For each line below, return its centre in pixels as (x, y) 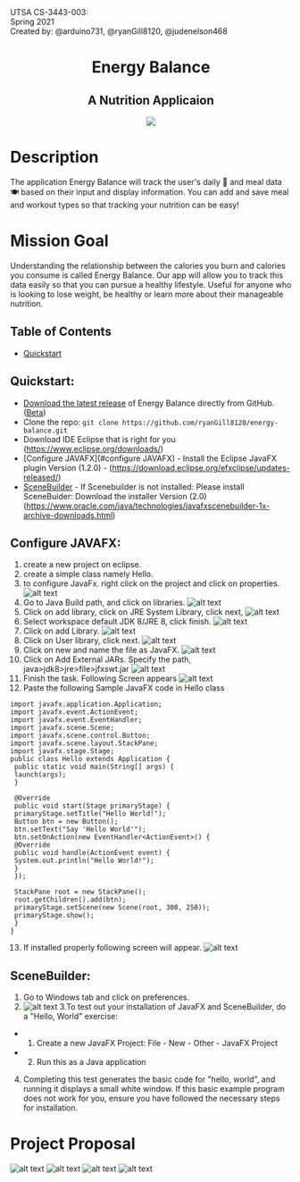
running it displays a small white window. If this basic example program (154, 1089)
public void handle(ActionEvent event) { (92, 853)
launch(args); (40, 775)
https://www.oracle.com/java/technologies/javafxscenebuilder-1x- (148, 506)
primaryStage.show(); (54, 916)
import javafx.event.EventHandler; (76, 720)
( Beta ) (34, 412)
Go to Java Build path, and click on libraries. (104, 603)
